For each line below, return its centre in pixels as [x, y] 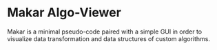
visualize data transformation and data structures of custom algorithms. [109, 38]
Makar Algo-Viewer [64, 13]
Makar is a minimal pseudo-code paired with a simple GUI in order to [105, 32]
